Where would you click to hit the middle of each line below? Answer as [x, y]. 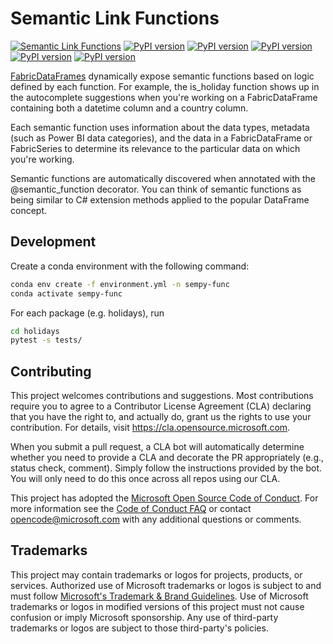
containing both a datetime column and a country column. [129, 108]
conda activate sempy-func [66, 293]
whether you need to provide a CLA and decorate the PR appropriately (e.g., [167, 458]
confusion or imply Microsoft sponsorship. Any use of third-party [144, 617]
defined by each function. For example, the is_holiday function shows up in [165, 86]
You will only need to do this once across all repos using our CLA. [145, 479]
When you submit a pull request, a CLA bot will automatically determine [157, 447]
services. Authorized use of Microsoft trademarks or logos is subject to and [166, 585]
